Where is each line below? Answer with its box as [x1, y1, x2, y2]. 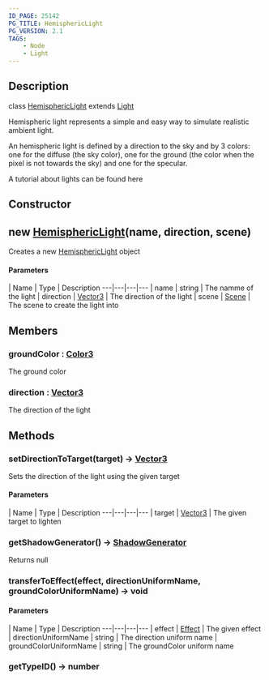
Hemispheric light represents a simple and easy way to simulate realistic [8, 117, 250, 126]
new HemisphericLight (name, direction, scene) [8, 225, 252, 239]
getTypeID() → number [8, 661, 100, 673]
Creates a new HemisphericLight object [8, 246, 140, 256]
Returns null [8, 555, 49, 565]
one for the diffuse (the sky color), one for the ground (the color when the [8, 149, 254, 159]
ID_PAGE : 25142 [8, 11, 60, 20]
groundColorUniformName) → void [8, 585, 148, 597]
